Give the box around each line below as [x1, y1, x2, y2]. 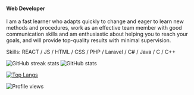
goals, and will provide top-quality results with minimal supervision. [6, 37, 171, 44]
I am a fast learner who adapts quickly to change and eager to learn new [6, 18, 184, 25]
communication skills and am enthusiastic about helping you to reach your [6, 30, 189, 38]
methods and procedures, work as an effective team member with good [6, 24, 183, 31]
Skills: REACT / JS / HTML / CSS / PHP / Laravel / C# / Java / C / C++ [6, 48, 176, 56]
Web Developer [6, 5, 46, 12]
